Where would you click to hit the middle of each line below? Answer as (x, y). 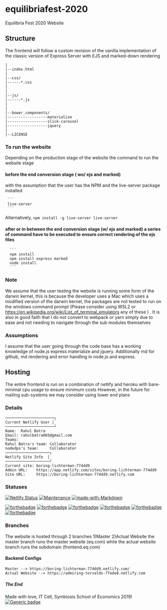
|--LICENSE (16, 134)
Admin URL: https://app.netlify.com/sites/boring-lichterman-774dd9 (81, 470)
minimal (13, 389)
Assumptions (22, 335)
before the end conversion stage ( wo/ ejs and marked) (63, 174)
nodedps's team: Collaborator (41, 449)
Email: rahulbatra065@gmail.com (39, 436)
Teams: (12, 440)
